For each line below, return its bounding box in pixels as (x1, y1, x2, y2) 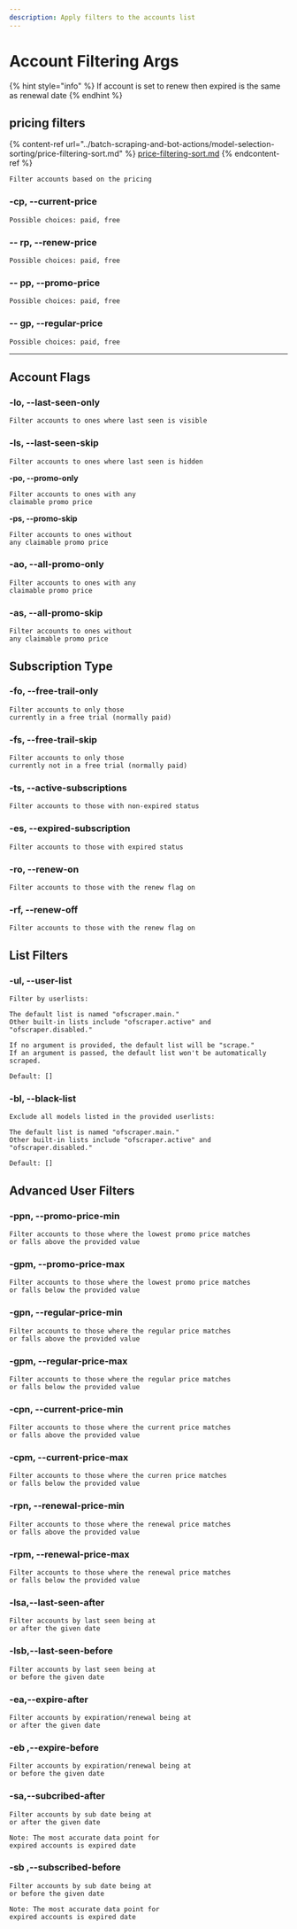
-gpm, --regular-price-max (9, 1355, 128, 1367)
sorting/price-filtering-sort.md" (9, 148, 124, 159)
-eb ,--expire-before (9, 1741, 99, 1754)
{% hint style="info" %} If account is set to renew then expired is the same (9, 81, 281, 91)
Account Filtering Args (9, 51, 179, 71)
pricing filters (9, 115, 86, 130)
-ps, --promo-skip (9, 513, 78, 524)
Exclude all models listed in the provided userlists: (9, 1113, 216, 1122)
